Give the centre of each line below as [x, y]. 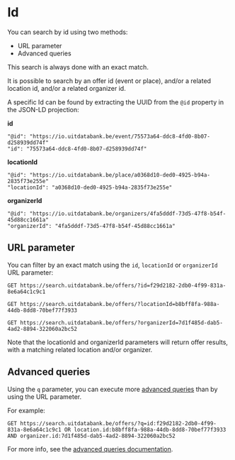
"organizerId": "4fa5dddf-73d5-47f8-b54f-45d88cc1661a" [91, 226]
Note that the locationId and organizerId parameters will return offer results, [118, 342]
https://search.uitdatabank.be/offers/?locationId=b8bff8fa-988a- [120, 304]
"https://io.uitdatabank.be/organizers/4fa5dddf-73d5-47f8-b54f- [128, 214]
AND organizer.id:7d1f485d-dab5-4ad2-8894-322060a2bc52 [91, 436]
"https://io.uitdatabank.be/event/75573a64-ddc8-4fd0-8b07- [120, 136]
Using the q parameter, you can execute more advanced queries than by [113, 389]
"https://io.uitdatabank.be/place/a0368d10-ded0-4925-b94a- [120, 175]
